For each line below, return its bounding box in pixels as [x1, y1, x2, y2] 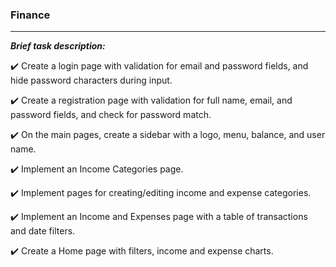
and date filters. [10, 225, 76, 237]
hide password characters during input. [10, 74, 173, 87]
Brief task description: [10, 40, 106, 52]
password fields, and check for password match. [10, 109, 212, 121]
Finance [10, 8, 51, 22]
